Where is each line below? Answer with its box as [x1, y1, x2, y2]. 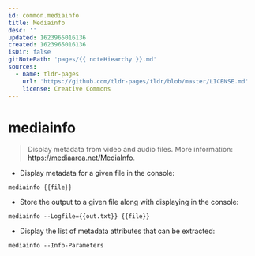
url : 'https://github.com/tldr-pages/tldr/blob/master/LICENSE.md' [22, 77, 249, 85]
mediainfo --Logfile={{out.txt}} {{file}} [8, 213, 150, 221]
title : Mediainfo [8, 19, 66, 27]
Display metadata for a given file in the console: [19, 169, 175, 178]
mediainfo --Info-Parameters [8, 242, 104, 250]
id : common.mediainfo [8, 11, 80, 20]
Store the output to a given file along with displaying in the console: [19, 198, 239, 207]
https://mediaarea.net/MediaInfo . [27, 153, 136, 162]
